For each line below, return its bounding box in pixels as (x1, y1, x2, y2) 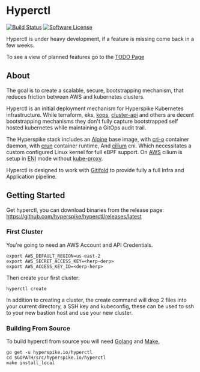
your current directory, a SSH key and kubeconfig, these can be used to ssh (6, 302, 194, 310)
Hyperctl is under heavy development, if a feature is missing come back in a (6, 35, 194, 42)
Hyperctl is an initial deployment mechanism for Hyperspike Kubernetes (6, 105, 184, 112)
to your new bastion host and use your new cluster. (6, 309, 133, 316)
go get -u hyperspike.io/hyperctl (6, 350, 93, 356)
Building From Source (6, 324, 70, 332)
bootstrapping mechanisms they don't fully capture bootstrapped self (6, 117, 178, 125)
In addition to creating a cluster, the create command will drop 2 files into (6, 296, 187, 303)
